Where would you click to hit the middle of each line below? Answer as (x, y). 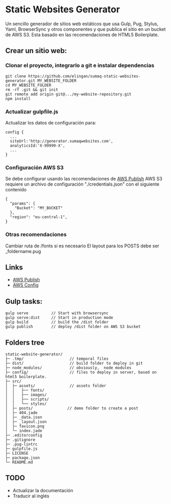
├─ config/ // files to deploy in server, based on (81, 372)
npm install (18, 99)
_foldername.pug (23, 251)
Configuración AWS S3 (35, 167)
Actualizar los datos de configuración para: (51, 122)
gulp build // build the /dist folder (57, 322)
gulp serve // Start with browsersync (57, 313)
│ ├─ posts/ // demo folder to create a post (72, 408)
